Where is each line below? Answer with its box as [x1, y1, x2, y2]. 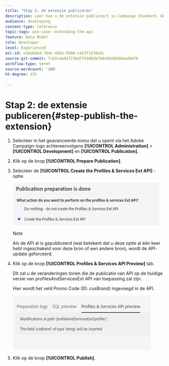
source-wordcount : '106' [5, 66, 57, 71]
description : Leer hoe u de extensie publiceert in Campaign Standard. [5, 13, 158, 19]
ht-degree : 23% [5, 72, 37, 77]
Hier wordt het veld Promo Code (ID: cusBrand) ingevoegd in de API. [12, 285, 155, 291]
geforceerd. [28, 251, 53, 257]
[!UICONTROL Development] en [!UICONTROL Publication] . [12, 148, 139, 154]
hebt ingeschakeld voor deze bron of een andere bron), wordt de [12, 245, 147, 251]
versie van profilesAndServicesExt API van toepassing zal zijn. [12, 275, 142, 281]
